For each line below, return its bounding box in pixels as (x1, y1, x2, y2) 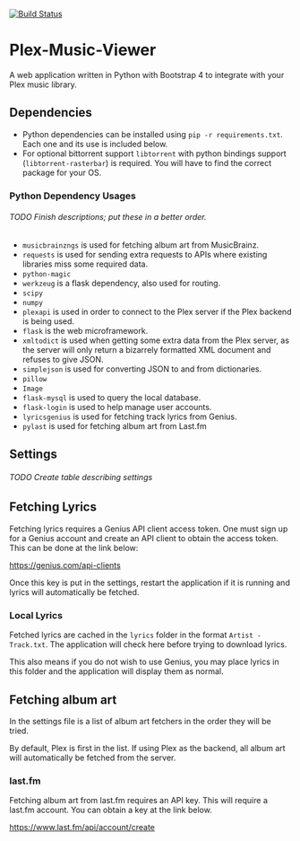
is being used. (21, 315, 74, 327)
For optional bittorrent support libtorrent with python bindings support (21, 148, 287, 159)
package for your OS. (21, 167, 102, 178)
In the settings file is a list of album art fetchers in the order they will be (9, 716, 271, 726)
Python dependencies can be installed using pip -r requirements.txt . (21, 128, 284, 139)
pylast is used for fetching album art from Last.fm (21, 420, 208, 431)
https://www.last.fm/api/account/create (9, 822, 155, 833)
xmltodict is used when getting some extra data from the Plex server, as (21, 335, 289, 346)
